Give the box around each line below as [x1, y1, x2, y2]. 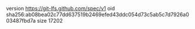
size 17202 [37, 17, 63, 24]
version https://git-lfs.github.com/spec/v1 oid [6, 5, 115, 12]
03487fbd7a [6, 17, 36, 24]
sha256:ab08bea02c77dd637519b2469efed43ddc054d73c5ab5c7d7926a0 [6, 11, 189, 18]
